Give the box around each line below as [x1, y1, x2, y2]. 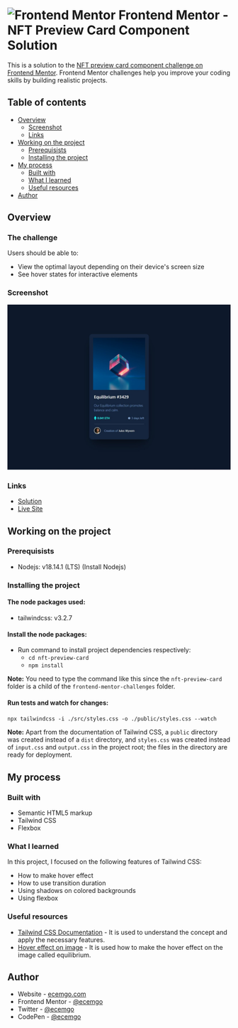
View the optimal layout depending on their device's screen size [17, 263, 205, 271]
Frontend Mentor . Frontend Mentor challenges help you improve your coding [7, 68, 231, 77]
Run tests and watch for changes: [7, 698, 108, 707]
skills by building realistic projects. [7, 75, 108, 85]
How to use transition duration [17, 879, 106, 887]
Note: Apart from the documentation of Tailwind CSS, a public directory [7, 728, 218, 737]
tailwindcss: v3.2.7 [17, 613, 73, 622]
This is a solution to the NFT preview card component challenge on [7, 60, 203, 69]
